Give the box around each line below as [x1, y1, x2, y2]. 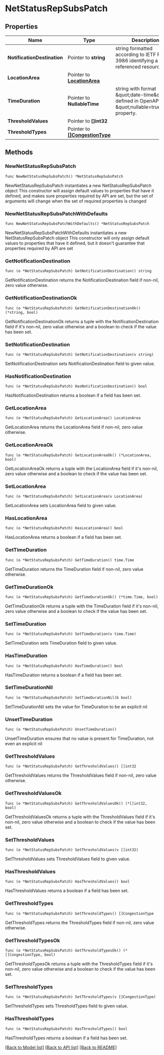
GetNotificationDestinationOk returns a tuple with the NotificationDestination [5, 318, 159, 325]
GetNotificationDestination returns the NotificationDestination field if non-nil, [5, 277, 159, 283]
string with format [115, 85, 156, 92]
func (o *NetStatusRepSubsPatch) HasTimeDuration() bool [5, 663, 123, 669]
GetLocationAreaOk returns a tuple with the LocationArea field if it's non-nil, [5, 466, 158, 471]
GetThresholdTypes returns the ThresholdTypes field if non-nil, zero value [5, 919, 155, 925]
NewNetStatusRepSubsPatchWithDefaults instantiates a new [5, 230, 127, 236]
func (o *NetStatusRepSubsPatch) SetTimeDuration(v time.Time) [5, 631, 137, 637]
